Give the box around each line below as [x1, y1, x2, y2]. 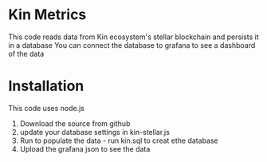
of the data [8, 49, 45, 58]
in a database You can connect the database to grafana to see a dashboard [8, 40, 256, 49]
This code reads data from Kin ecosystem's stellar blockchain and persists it [8, 32, 259, 41]
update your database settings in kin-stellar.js [19, 127, 170, 136]
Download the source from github [19, 118, 131, 128]
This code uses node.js [8, 103, 85, 113]
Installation [8, 77, 84, 95]
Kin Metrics [8, 6, 87, 24]
